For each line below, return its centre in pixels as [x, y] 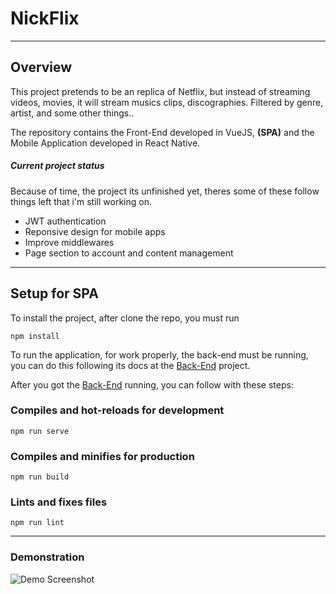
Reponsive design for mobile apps [95, 231]
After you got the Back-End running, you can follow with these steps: [152, 384]
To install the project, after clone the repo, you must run [125, 318]
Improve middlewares [69, 242]
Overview [41, 67]
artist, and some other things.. [72, 113]
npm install [35, 336]
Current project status [57, 166]
